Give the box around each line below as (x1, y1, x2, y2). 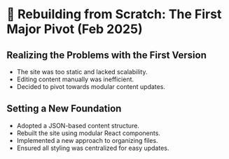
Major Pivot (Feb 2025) (6, 21, 143, 37)
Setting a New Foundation (6, 103, 122, 115)
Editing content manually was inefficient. (16, 75, 134, 83)
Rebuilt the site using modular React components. (16, 129, 160, 137)
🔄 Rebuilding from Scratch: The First (6, 6, 222, 22)
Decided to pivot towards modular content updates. (16, 83, 166, 90)
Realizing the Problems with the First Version (6, 49, 207, 61)
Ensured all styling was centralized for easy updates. (16, 144, 169, 152)
